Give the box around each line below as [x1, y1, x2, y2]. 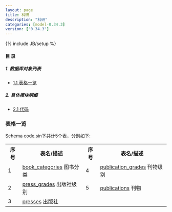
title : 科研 [5, 12, 29, 17]
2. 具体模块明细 [5, 92, 38, 98]
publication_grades [100, 163, 146, 171]
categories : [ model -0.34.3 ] [5, 22, 66, 27]
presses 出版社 [22, 198, 59, 205]
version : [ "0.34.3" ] [5, 27, 50, 32]
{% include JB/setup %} [5, 40, 56, 47]
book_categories [22, 163, 63, 171]
